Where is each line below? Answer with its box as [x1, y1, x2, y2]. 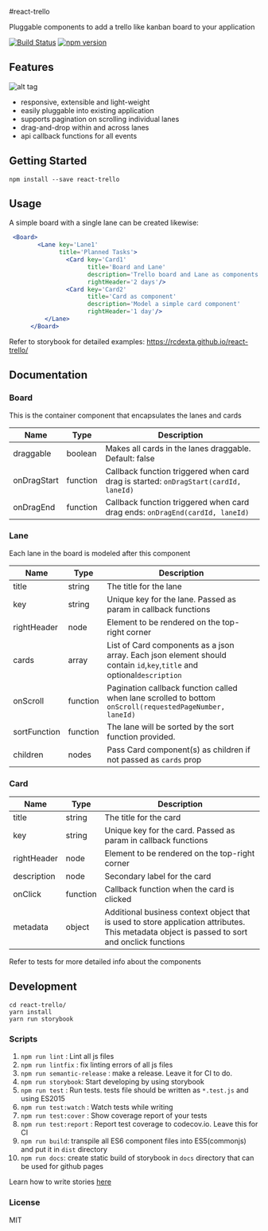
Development [9, 980, 78, 994]
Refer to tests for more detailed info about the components [9, 957, 202, 966]
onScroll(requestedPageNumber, [107, 702, 226, 712]
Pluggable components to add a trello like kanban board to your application [9, 22, 255, 31]
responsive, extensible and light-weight [20, 97, 150, 107]
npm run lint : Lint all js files [20, 1052, 115, 1061]
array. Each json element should [107, 649, 227, 661]
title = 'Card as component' [87, 292, 177, 301]
